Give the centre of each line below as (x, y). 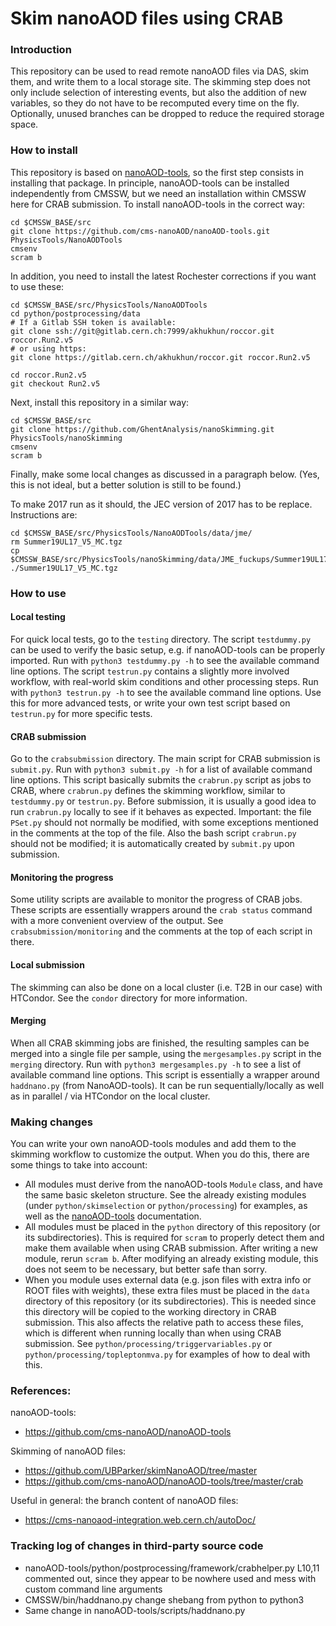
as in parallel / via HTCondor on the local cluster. (110, 1096)
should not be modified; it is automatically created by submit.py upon (152, 844)
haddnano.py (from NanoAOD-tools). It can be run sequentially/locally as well (167, 1085)
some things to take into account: (79, 1165)
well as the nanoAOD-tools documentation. (113, 1216)
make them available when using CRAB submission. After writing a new (171, 1248)
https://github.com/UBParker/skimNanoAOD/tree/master (141, 1471)
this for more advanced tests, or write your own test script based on (150, 703)
